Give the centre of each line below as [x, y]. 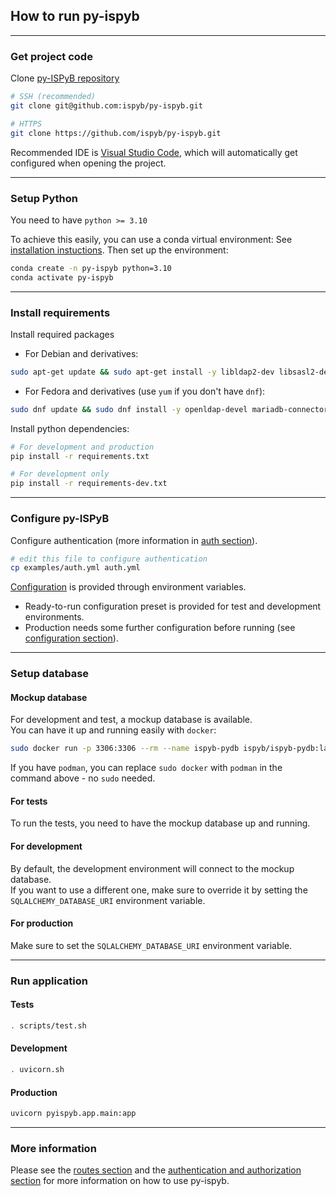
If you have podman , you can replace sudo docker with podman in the [146, 768]
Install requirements [60, 312]
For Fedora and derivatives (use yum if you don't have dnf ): [145, 391]
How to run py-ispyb [75, 16]
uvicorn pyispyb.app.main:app [73, 1114]
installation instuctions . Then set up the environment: [119, 250]
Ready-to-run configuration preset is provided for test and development [173, 606]
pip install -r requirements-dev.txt [89, 484]
